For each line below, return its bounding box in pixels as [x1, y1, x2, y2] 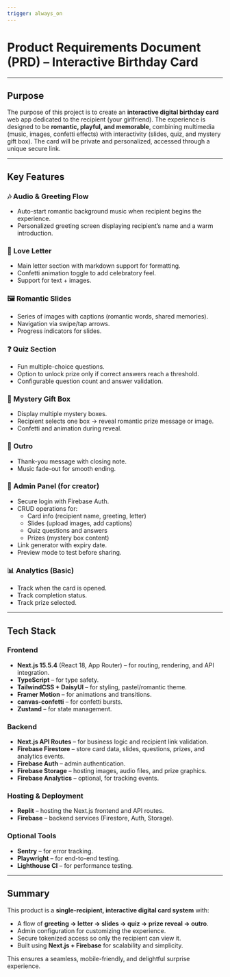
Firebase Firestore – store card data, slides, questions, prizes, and [16, 745, 205, 753]
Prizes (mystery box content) [27, 533, 110, 542]
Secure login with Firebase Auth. [16, 497, 110, 505]
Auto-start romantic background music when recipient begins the [16, 207, 202, 216]
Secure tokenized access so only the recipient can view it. [16, 934, 181, 942]
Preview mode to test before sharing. [16, 548, 122, 556]
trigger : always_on [7, 10, 63, 17]
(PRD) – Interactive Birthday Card [7, 54, 199, 69]
